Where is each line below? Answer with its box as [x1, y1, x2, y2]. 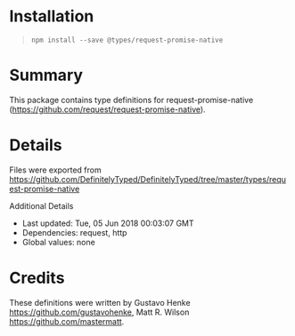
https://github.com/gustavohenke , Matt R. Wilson [9, 307, 190, 317]
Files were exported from [9, 164, 102, 175]
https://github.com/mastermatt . [9, 316, 125, 326]
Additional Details [9, 200, 74, 211]
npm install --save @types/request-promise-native [30, 36, 224, 44]
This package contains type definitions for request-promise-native [9, 94, 254, 105]
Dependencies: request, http [21, 227, 127, 237]
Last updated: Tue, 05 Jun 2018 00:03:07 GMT [21, 218, 194, 228]
